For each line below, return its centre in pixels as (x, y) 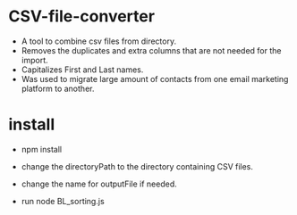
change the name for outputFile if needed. (99, 184)
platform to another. (58, 88)
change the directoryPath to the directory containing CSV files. (137, 166)
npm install (42, 149)
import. (34, 60)
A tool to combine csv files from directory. (98, 41)
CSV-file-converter (82, 17)
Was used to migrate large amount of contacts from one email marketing (155, 79)
